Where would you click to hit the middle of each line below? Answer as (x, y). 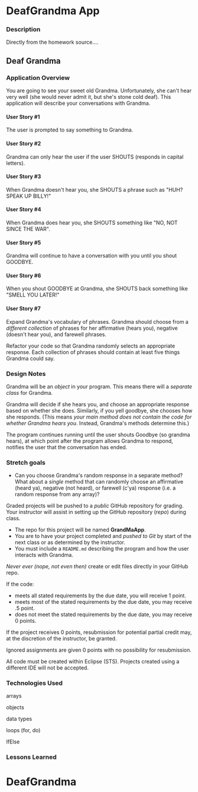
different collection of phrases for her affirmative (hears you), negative (92, 328)
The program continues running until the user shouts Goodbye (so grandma (98, 434)
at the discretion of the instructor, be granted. (61, 639)
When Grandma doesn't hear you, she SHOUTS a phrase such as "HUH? (95, 189)
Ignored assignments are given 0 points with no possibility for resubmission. (99, 650)
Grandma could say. (30, 358)
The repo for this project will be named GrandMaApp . (80, 530)
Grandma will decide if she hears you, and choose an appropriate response (98, 404)
